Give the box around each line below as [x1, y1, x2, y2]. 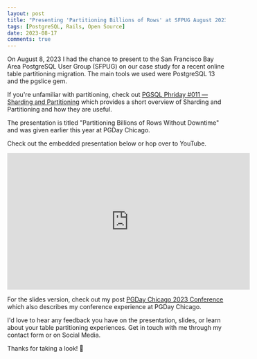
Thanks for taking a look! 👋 [7, 344, 85, 353]
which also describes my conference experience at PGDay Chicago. [7, 303, 202, 311]
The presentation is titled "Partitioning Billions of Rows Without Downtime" [7, 119, 220, 127]
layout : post [7, 10, 45, 17]
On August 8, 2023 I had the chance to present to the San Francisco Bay [7, 55, 214, 63]
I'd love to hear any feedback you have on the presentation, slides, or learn [7, 316, 221, 324]
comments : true [7, 36, 51, 43]
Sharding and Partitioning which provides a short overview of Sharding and [7, 98, 222, 106]
